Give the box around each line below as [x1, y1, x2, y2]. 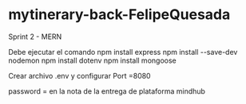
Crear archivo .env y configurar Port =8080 [8, 71, 151, 80]
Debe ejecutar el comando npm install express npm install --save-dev [8, 47, 238, 56]
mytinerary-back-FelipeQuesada [8, 6, 231, 24]
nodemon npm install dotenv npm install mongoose [8, 56, 177, 65]
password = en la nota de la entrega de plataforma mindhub [8, 86, 206, 96]
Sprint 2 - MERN [8, 32, 62, 41]
